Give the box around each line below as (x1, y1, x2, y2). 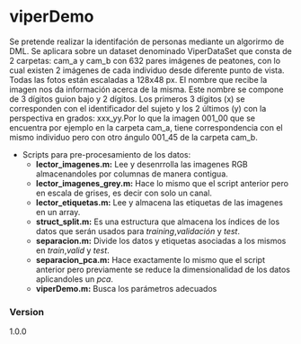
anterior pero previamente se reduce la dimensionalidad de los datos (35, 264, 290, 275)
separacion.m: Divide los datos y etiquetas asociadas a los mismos (35, 235, 287, 246)
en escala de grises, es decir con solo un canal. (35, 187, 213, 198)
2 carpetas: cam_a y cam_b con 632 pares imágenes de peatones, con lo (9, 55, 281, 66)
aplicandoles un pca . (35, 273, 114, 285)
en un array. (35, 206, 81, 217)
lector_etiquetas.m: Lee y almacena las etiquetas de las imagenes (35, 196, 283, 208)
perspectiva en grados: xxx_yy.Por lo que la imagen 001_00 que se (9, 113, 256, 123)
